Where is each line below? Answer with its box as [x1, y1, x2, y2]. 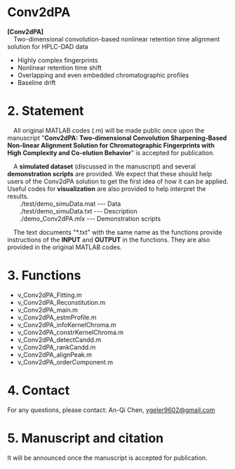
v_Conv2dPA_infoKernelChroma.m [17, 320, 116, 329]
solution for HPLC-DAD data [7, 42, 89, 51]
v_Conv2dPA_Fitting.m [17, 291, 82, 299]
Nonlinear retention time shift [17, 63, 102, 72]
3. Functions [7, 267, 81, 284]
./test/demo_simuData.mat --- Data [20, 199, 121, 208]
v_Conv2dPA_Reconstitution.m [17, 298, 106, 306]
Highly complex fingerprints [17, 55, 98, 64]
